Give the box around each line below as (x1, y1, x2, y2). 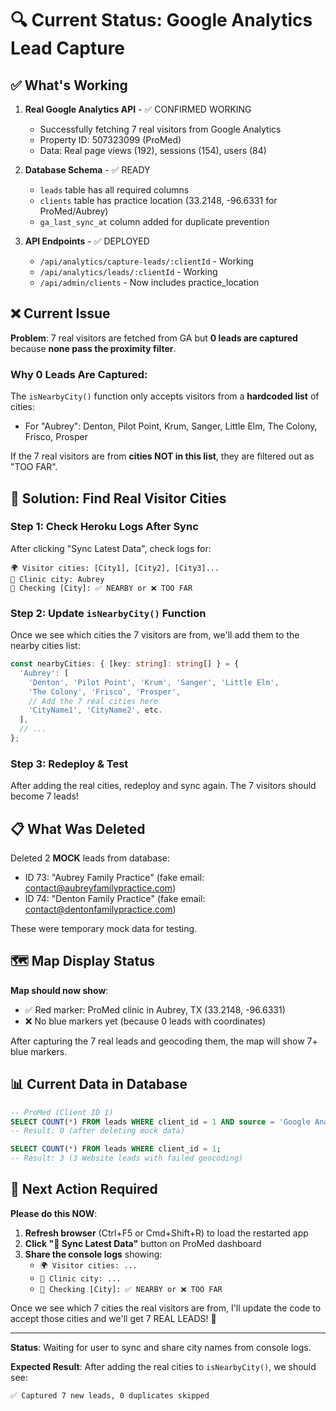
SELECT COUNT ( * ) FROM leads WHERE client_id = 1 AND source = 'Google (10, 1117, 311, 1127)
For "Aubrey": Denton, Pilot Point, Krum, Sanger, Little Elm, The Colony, (24, 420, 318, 432)
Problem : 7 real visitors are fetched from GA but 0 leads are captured (10, 332, 298, 344)
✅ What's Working (10, 77, 128, 94)
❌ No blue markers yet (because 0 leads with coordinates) (24, 1015, 267, 1027)
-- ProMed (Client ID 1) (10, 1107, 114, 1117)
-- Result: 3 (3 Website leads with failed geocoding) (10, 1153, 244, 1164)
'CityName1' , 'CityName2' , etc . (28, 705, 163, 716)
